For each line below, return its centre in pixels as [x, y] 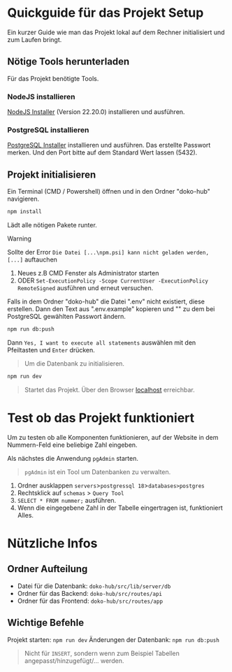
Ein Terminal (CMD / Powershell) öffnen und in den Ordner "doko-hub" [109, 192]
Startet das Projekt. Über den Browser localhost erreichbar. [109, 389]
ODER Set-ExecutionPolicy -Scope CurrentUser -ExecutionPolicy [113, 280]
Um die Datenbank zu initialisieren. [74, 363]
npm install [24, 212]
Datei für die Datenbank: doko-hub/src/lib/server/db [94, 586]
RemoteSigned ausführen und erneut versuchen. [85, 288]
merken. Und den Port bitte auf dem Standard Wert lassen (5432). [102, 152]
